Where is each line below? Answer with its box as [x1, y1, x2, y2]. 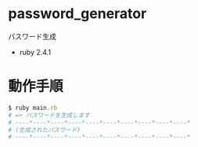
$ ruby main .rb [8, 104, 58, 112]
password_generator [8, 5, 147, 23]
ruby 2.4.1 [19, 47, 52, 57]
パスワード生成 [8, 31, 56, 41]
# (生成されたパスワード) [8, 126, 81, 134]
